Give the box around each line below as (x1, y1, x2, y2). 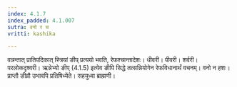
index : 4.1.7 (7, 10, 46, 18)
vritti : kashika (7, 30, 56, 37)
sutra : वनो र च (7, 23, 49, 30)
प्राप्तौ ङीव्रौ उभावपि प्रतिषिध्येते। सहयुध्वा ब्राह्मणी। (7, 71, 116, 80)
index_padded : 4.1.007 (7, 17, 75, 24)
